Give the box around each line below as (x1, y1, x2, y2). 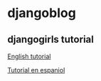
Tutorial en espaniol (7, 66, 65, 74)
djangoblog (7, 5, 76, 21)
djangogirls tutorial (7, 33, 94, 45)
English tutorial (7, 52, 51, 60)
